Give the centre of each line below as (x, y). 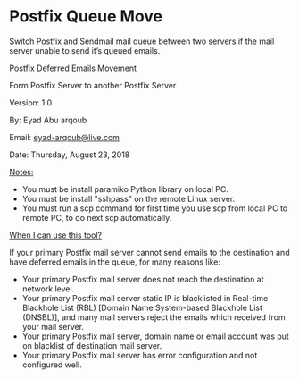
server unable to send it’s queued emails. (85, 50)
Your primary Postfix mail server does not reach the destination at (143, 279)
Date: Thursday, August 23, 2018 (70, 155)
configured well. (52, 365)
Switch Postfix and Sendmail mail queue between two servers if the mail (142, 41)
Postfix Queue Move (86, 17)
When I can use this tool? (56, 235)
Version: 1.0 (31, 102)
